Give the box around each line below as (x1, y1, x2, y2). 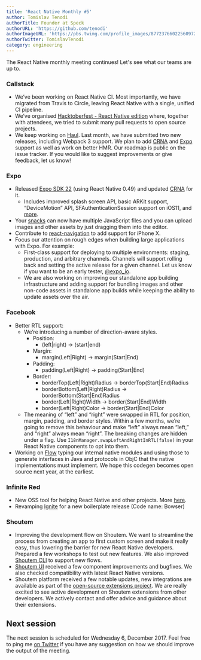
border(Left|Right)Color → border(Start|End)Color (41, 404, 165, 411)
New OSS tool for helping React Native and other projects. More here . (14, 497, 187, 504)
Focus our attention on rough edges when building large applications (14, 236, 185, 243)
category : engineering (6, 42, 63, 48)
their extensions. (14, 601, 56, 609)
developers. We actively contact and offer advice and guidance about (14, 595, 187, 602)
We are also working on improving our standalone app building (23, 274, 178, 282)
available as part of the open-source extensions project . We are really (14, 582, 187, 589)
